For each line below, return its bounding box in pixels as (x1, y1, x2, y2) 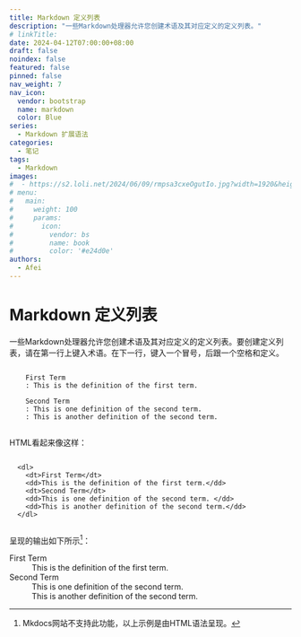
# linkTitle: (9, 30, 58, 39)
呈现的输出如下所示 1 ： (9, 533, 91, 545)
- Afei (17, 264, 42, 273)
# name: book (9, 239, 90, 248)
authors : (9, 255, 42, 265)
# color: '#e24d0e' (9, 247, 115, 256)
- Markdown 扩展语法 (17, 130, 89, 139)
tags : (9, 154, 30, 164)
